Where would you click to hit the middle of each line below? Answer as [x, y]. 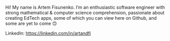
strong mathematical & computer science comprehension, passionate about [85, 13]
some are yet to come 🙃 [31, 23]
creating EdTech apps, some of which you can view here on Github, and [81, 18]
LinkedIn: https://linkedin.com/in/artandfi [48, 33]
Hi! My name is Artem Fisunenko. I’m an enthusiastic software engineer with [85, 7]
